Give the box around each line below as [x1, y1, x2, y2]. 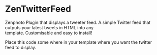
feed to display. [5, 44, 36, 50]
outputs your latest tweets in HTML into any [5, 24, 94, 30]
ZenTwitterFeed [5, 3, 71, 15]
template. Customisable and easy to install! [5, 30, 93, 36]
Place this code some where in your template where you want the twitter [5, 39, 152, 45]
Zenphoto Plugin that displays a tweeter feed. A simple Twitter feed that [5, 19, 151, 25]
